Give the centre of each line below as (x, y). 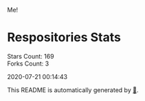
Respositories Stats (64, 38)
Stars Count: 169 (31, 56)
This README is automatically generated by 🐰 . (73, 90)
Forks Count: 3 (28, 63)
